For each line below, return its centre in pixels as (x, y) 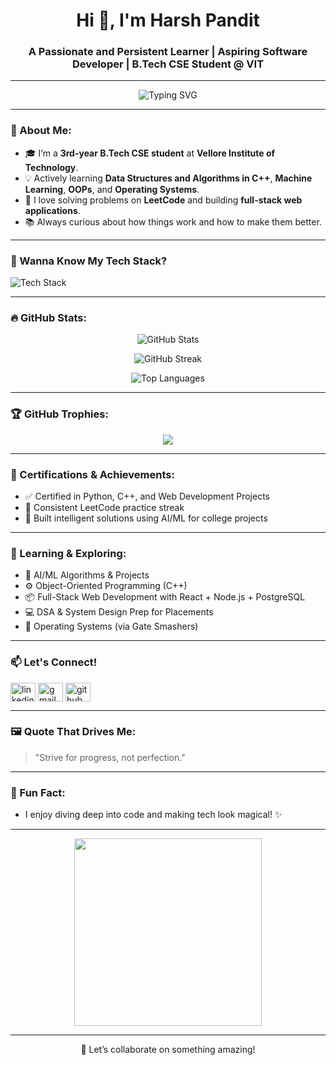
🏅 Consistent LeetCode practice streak (104, 507)
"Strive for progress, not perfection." (110, 757)
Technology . (51, 167)
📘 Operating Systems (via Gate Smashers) (111, 626)
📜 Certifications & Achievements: (92, 474)
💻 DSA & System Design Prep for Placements (119, 612)
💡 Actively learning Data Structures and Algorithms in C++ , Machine (168, 178)
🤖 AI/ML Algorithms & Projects (87, 575)
